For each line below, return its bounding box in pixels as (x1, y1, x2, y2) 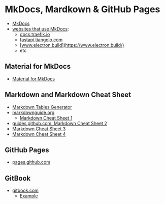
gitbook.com (12, 187, 39, 194)
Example (19, 193, 38, 199)
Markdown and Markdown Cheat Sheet (5, 91, 131, 99)
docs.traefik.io (19, 31, 50, 37)
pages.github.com (12, 159, 50, 165)
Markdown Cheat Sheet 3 (12, 126, 66, 132)
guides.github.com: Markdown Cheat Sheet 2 (12, 120, 108, 126)
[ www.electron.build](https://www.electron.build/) (19, 42, 124, 48)
